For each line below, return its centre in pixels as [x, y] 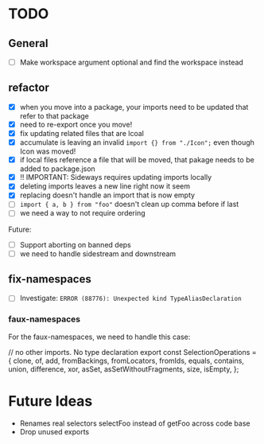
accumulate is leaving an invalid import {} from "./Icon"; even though [137, 142]
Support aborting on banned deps [75, 244]
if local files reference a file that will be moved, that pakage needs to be [137, 160]
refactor [29, 88]
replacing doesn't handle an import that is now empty [107, 195]
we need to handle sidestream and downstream [98, 253]
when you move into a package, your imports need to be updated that [134, 107]
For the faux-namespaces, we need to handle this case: [99, 337]
